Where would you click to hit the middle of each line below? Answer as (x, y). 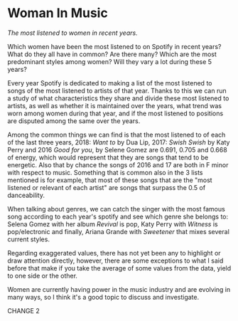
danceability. (26, 195)
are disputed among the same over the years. (74, 121)
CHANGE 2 (24, 310)
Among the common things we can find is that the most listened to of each (117, 135)
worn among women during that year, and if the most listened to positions (115, 113)
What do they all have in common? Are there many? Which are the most (112, 54)
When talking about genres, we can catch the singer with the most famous (116, 209)
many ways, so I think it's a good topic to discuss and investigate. (103, 297)
